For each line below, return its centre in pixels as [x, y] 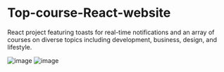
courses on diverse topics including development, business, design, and [112, 39]
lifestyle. [20, 47]
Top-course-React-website [89, 13]
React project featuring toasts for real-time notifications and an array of [111, 32]
